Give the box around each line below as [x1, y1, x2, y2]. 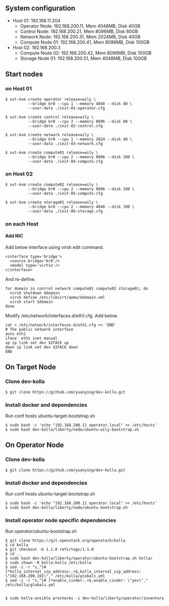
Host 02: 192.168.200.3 [12, 44, 61, 50]
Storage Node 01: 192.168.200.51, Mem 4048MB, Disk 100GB [20, 55, 147, 61]
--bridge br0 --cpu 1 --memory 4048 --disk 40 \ [27, 101, 133, 106]
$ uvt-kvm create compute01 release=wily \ [5, 150, 99, 155]
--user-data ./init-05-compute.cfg [27, 191, 103, 196]
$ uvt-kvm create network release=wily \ [5, 132, 94, 137]
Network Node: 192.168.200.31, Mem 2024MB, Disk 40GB [20, 33, 141, 40]
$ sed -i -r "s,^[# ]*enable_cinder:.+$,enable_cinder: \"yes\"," [5, 578, 148, 583]
